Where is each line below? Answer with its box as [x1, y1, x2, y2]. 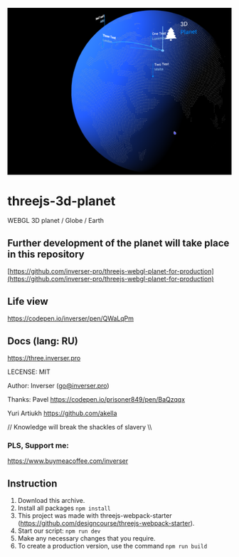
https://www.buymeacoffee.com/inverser [7, 457, 129, 465]
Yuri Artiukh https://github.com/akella [7, 409, 117, 417]
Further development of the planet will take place [7, 236, 230, 249]
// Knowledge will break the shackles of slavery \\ [7, 422, 152, 431]
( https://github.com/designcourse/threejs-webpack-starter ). [17, 519, 195, 528]
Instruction [7, 477, 58, 489]
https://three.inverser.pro [7, 353, 81, 362]
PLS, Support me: [7, 440, 69, 450]
